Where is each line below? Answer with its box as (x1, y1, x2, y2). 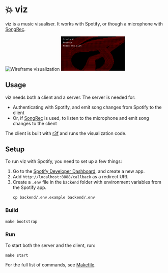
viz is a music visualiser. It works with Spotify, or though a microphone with (5, 20, 163, 26)
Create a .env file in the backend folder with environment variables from (12, 179, 162, 185)
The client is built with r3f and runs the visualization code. (5, 130, 127, 136)
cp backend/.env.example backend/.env (12, 195, 95, 200)
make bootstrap (5, 219, 38, 224)
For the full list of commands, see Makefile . (5, 262, 96, 268)
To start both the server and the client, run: (5, 242, 96, 249)
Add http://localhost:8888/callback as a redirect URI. (12, 174, 129, 180)
